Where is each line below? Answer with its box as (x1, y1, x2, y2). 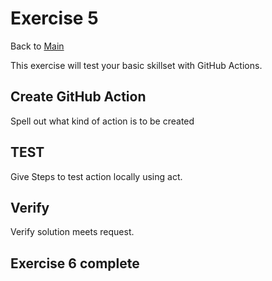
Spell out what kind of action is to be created (10, 115, 195, 127)
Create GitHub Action (10, 88, 147, 106)
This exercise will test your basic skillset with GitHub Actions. (10, 59, 263, 71)
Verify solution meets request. (10, 226, 135, 238)
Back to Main (10, 40, 65, 52)
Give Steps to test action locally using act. (10, 170, 183, 182)
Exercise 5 (10, 7, 99, 30)
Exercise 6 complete (10, 255, 140, 272)
